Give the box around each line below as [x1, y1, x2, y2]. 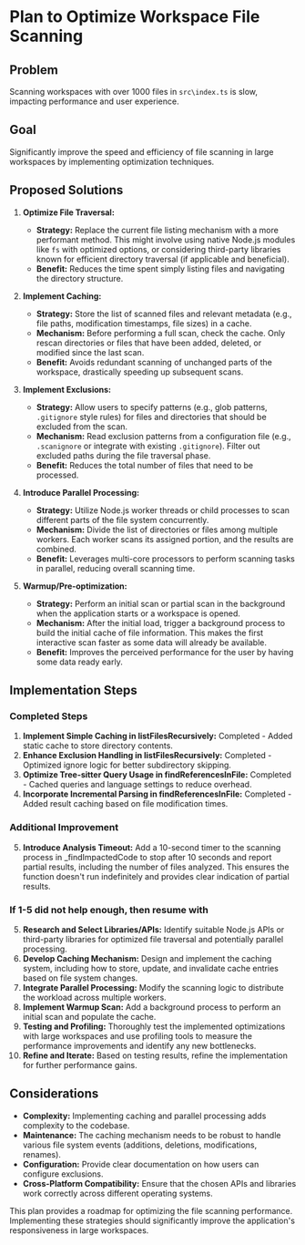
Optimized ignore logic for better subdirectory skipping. [22, 759, 232, 771]
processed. [36, 469, 79, 480]
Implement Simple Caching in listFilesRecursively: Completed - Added [22, 731, 293, 742]
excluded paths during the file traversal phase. [36, 449, 211, 461]
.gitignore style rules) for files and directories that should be [36, 411, 267, 422]
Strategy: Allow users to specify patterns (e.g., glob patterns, [36, 401, 268, 412]
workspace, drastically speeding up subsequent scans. [36, 366, 244, 377]
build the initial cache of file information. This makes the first [36, 627, 264, 638]
